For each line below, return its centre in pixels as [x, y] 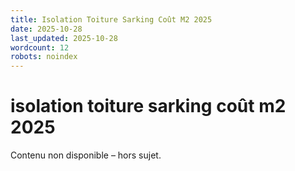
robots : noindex [44, 57]
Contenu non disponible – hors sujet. [86, 155]
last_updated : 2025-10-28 [64, 38]
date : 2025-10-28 [46, 29]
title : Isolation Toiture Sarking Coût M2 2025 [111, 19]
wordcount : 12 [40, 47]
